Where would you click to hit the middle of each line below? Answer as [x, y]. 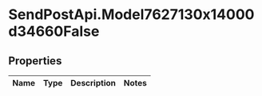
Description [93, 83]
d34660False [54, 31]
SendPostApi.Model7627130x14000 [131, 15]
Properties [35, 61]
